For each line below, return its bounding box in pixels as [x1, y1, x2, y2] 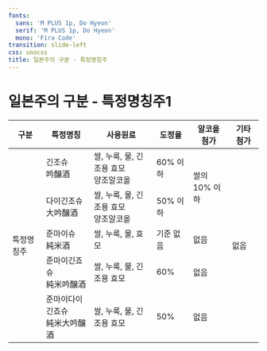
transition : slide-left [8, 41, 87, 49]
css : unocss [8, 48, 48, 56]
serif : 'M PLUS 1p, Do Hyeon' [15, 26, 115, 34]
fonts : [8, 11, 30, 20]
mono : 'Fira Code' [15, 33, 77, 42]
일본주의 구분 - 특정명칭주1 [8, 93, 172, 111]
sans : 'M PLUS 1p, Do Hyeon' [15, 19, 112, 27]
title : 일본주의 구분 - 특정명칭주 [8, 56, 108, 64]
